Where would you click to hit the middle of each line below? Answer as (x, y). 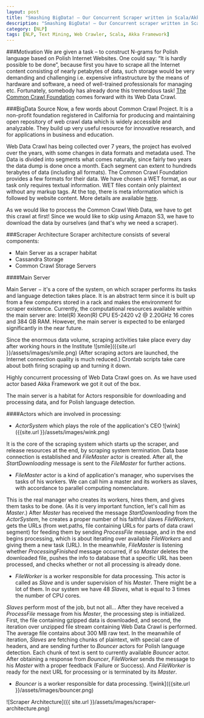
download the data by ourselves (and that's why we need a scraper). (92, 223)
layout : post (23, 12)
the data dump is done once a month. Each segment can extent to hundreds (101, 166)
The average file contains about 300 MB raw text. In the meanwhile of (93, 633)
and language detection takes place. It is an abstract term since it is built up (101, 296)
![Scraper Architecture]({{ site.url (48, 702)
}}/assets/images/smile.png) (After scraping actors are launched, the (93, 353)
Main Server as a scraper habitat (56, 253)
